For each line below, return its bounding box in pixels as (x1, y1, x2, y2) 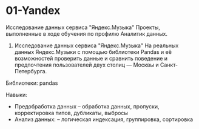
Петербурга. (14, 67, 47, 74)
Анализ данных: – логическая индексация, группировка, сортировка (14, 116, 194, 123)
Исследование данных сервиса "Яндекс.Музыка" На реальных (14, 42, 179, 49)
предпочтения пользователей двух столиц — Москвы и (14, 61, 159, 68)
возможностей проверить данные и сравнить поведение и (14, 55, 168, 62)
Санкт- (160, 61, 178, 68)
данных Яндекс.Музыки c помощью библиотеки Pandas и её (14, 48, 172, 55)
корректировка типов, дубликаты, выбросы (14, 109, 129, 116)
